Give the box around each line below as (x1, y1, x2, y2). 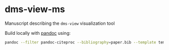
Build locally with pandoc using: (5, 30, 71, 36)
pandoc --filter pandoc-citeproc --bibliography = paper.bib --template (5, 39, 156, 45)
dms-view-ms (5, 4, 65, 15)
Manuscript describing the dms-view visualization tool (5, 20, 115, 26)
